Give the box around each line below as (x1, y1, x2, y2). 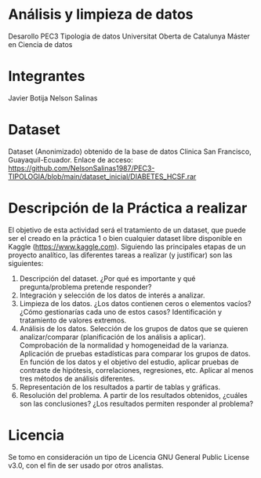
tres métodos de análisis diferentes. (19, 374, 136, 383)
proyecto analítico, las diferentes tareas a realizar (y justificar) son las (8, 250, 233, 260)
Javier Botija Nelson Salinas (8, 93, 98, 103)
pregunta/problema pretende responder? (19, 282, 152, 291)
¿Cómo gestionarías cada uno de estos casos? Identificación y (19, 307, 222, 316)
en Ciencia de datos (8, 39, 73, 49)
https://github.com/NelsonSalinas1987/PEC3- (8, 163, 155, 173)
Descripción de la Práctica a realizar (8, 199, 248, 217)
